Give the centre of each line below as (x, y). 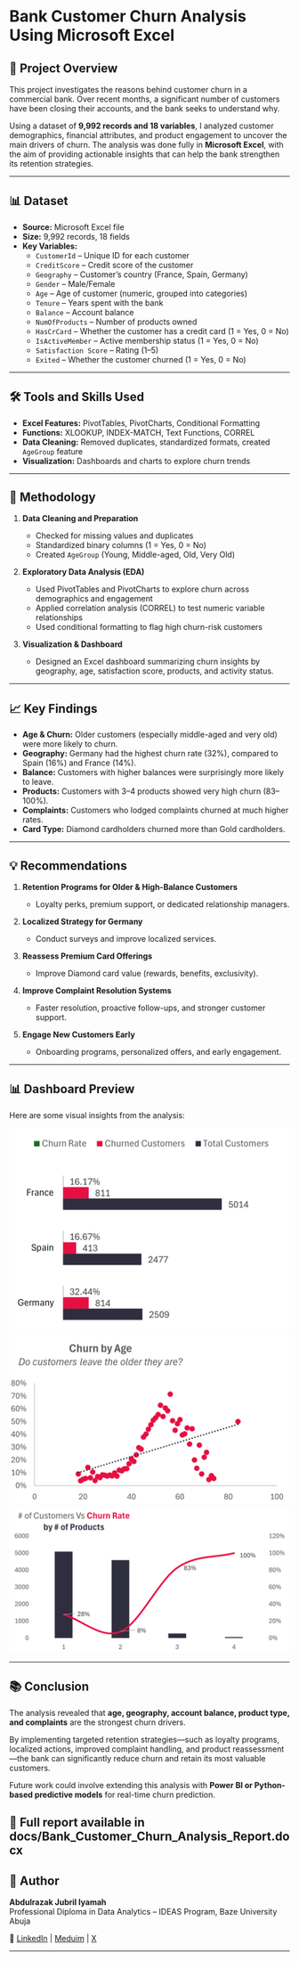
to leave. (38, 782)
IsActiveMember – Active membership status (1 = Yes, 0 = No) (147, 340)
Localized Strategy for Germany (82, 922)
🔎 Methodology (53, 498)
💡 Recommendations (68, 866)
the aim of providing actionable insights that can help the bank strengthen (145, 154)
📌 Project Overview (64, 68)
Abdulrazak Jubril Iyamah (58, 1902)
